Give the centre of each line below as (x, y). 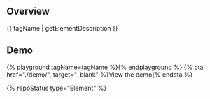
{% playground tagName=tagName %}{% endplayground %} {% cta (105, 67)
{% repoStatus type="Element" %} (57, 88)
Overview (28, 12)
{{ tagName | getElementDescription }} (62, 28)
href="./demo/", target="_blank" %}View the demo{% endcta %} (100, 74)
